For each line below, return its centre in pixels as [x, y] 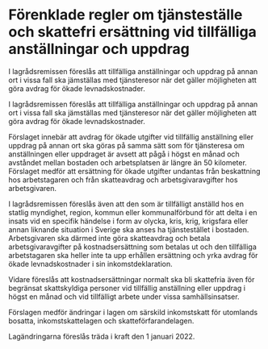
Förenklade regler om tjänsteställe [126, 15]
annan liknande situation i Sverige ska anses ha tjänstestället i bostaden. [129, 229]
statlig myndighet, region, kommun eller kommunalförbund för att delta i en [133, 212]
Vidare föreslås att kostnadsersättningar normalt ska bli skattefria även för [132, 279]
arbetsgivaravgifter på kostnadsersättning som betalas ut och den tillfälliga [132, 247]
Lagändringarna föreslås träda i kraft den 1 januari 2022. [102, 336]
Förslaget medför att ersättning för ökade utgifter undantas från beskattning [134, 171]
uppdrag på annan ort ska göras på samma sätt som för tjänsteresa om [126, 145]
